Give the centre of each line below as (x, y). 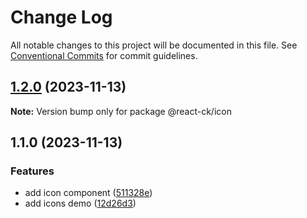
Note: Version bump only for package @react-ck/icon (121, 111)
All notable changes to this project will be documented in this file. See (154, 45)
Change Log (61, 17)
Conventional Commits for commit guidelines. (104, 55)
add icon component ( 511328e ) (88, 193)
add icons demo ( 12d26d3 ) (80, 203)
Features (32, 171)
